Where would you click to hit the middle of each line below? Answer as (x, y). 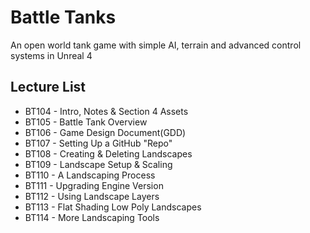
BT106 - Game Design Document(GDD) (105, 132)
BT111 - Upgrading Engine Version (94, 185)
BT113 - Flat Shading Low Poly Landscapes (113, 207)
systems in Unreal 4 (51, 55)
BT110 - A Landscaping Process (90, 175)
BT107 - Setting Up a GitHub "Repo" (98, 143)
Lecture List (48, 87)
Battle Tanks (63, 17)
